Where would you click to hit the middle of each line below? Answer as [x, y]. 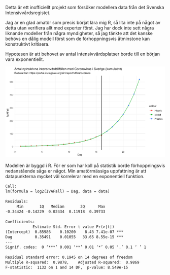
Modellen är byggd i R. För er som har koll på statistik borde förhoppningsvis [85, 166]
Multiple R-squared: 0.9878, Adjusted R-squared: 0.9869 [72, 263]
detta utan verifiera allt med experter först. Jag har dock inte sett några [80, 28]
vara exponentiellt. [25, 59]
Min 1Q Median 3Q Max [61, 207]
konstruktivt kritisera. [27, 44]
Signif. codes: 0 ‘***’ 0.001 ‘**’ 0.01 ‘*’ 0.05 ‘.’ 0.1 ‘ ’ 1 [76, 247]
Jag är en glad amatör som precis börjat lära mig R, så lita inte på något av [83, 23]
